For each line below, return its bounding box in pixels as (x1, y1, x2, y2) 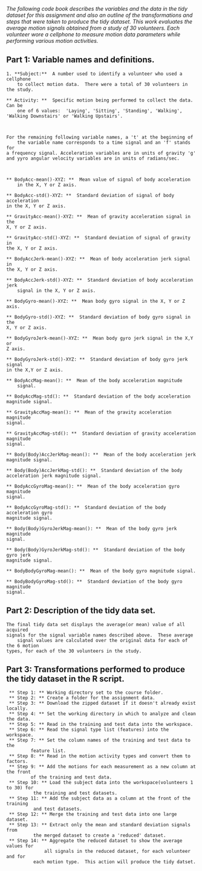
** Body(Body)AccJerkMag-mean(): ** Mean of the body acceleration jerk (6, 452, 197, 458)
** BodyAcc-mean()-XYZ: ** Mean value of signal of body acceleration (6, 176, 191, 183)
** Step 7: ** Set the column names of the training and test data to (8, 737, 191, 743)
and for (6, 853, 26, 860)
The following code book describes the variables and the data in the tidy (6, 5, 188, 12)
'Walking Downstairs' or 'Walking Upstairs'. (6, 113, 123, 119)
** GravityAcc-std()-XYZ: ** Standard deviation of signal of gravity (6, 235, 191, 241)
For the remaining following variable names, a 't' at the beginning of (6, 134, 194, 140)
